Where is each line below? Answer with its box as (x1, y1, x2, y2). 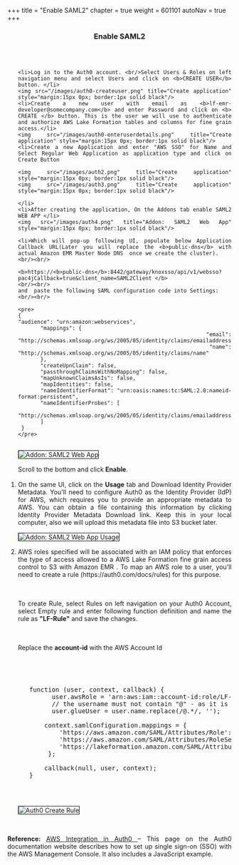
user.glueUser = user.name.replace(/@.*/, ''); (51, 707, 221, 715)
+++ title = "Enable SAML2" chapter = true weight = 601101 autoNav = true (7, 6, 226, 14)
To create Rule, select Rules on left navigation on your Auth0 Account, (17, 599, 232, 608)
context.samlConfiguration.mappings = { (43, 722, 187, 730)
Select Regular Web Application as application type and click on (17, 150, 232, 158)
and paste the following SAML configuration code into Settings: (17, 287, 219, 295)
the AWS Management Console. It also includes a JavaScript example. (7, 850, 213, 859)
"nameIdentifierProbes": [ (40, 399, 120, 407)
